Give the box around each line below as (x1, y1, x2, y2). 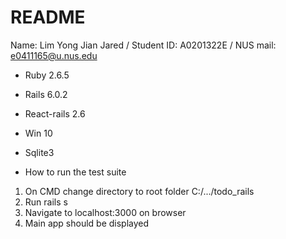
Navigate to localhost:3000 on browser (24, 206, 187, 218)
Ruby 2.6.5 (24, 69, 70, 81)
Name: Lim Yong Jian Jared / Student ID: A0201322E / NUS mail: (10, 39, 277, 51)
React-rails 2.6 (24, 107, 86, 120)
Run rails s (24, 196, 68, 208)
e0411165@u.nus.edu (10, 49, 98, 61)
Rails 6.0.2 (24, 88, 68, 100)
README (10, 6, 86, 29)
